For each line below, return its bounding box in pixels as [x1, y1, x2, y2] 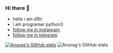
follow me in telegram [12, 32, 58, 38]
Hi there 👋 [5, 5, 30, 12]
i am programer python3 [12, 21, 64, 27]
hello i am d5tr [12, 16, 43, 22]
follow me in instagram [12, 27, 60, 33]
